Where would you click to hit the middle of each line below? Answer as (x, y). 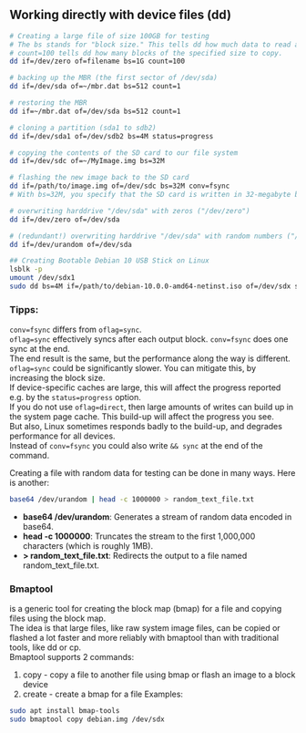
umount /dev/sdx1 (42, 278)
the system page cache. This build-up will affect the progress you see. (142, 417)
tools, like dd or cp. (46, 647)
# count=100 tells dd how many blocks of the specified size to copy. (146, 53)
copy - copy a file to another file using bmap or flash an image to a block (159, 675)
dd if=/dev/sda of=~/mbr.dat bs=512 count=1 (95, 87)
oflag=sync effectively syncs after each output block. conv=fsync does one (149, 339)
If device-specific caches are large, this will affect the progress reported (145, 387)
